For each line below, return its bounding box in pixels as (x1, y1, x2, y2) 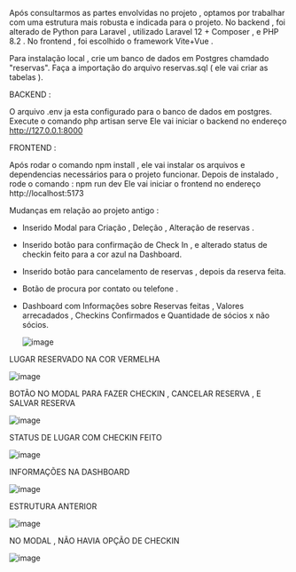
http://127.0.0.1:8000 (9, 125, 83, 136)
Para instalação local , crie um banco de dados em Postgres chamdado (9, 53, 269, 63)
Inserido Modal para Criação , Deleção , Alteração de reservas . (21, 222, 255, 233)
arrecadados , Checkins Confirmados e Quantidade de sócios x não (21, 310, 270, 321)
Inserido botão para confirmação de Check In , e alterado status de (21, 240, 268, 250)
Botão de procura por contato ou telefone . (21, 283, 179, 294)
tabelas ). (9, 72, 43, 83)
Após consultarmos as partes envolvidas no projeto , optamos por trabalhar (9, 8, 285, 18)
